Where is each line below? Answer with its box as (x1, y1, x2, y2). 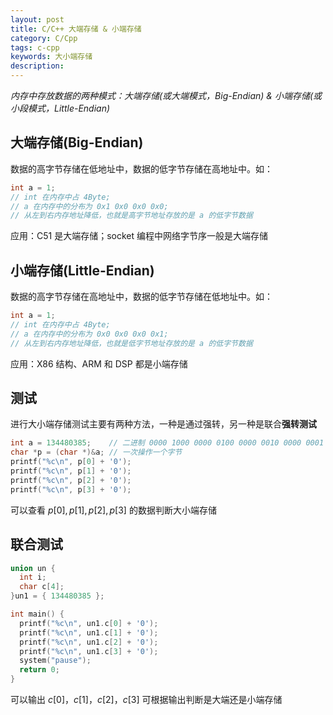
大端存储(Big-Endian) (10, 134, 144, 151)
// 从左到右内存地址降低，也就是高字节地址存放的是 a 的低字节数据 (10, 211, 253, 221)
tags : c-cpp (10, 42, 60, 53)
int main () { (10, 609, 65, 619)
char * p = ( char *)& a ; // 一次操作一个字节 (10, 447, 183, 458)
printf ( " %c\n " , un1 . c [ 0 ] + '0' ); (19, 618, 159, 628)
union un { (10, 563, 56, 573)
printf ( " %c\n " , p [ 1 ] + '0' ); (10, 466, 132, 476)
